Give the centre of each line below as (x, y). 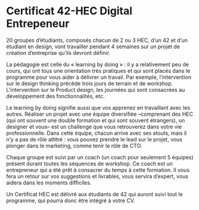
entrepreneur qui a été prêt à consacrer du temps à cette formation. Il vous (98, 170)
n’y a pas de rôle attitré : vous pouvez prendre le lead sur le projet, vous (94, 139)
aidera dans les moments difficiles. (49, 183)
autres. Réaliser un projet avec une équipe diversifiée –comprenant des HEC (100, 114)
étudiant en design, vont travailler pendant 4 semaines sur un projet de (93, 47)
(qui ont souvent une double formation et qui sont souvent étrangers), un (96, 120)
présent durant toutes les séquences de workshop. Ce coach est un (89, 163)
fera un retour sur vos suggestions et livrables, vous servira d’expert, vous (97, 176)
